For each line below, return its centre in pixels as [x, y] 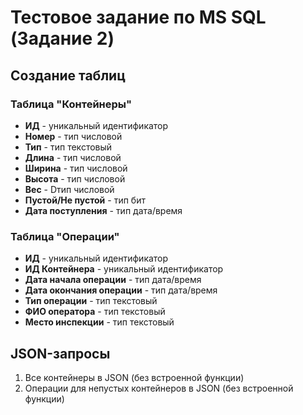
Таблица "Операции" [65, 236]
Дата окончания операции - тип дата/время [121, 290]
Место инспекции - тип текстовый [99, 322]
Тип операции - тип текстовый [91, 301]
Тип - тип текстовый [68, 147]
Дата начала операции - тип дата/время [113, 280]
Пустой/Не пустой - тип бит [85, 200]
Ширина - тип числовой [76, 168]
